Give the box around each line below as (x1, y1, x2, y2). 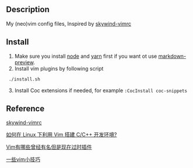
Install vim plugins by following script (14, 65, 104, 72)
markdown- (158, 52, 187, 60)
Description (6, 5, 50, 15)
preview (14, 58, 34, 66)
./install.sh (8, 76, 41, 82)
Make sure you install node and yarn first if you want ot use (14, 52, 157, 60)
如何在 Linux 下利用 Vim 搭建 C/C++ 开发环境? (6, 131, 117, 138)
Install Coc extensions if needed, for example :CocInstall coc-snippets (14, 87, 188, 94)
